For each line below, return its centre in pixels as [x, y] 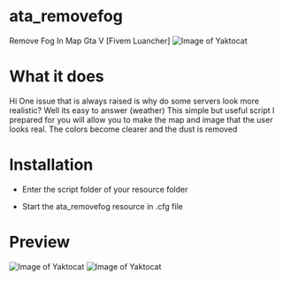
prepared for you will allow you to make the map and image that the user [141, 119]
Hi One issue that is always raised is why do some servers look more [134, 101]
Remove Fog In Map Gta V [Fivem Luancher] [90, 41]
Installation [51, 165]
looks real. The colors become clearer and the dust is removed [123, 129]
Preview [40, 242]
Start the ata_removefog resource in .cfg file [102, 206]
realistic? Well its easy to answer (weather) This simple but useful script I [142, 110]
